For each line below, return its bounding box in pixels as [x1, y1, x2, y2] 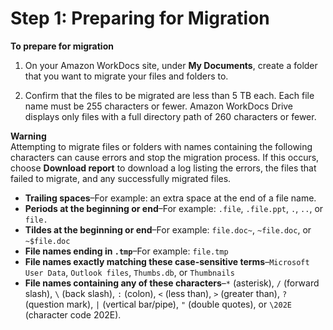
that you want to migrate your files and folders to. [24, 70, 229, 82]
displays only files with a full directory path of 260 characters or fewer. [24, 110, 317, 122]
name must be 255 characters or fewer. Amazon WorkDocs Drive [24, 100, 294, 112]
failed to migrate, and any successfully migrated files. [10, 172, 232, 184]
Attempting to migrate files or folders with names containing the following [10, 140, 313, 152]
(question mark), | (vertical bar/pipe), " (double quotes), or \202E [24, 298, 292, 310]
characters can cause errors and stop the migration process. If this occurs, [10, 151, 320, 163]
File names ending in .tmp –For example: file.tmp [24, 245, 229, 257]
